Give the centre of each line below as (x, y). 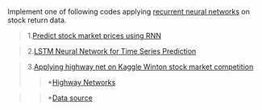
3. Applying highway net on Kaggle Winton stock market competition (140, 67)
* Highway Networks (81, 82)
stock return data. (37, 20)
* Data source (70, 98)
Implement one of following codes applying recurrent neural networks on (129, 12)
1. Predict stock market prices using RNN (94, 36)
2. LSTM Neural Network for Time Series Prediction (112, 51)
